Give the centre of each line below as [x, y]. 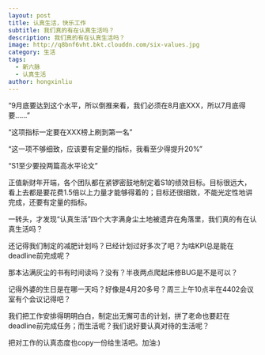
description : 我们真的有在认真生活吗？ [66, 38]
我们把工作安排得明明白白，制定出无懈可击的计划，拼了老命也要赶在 [119, 315]
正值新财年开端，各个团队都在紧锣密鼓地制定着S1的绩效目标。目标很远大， [130, 182]
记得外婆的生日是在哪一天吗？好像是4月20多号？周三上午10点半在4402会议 [131, 289]
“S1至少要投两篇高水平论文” [53, 165]
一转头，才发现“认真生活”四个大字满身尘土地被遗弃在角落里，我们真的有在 [129, 219]
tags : [17, 60]
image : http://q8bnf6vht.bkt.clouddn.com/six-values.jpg [104, 45]
